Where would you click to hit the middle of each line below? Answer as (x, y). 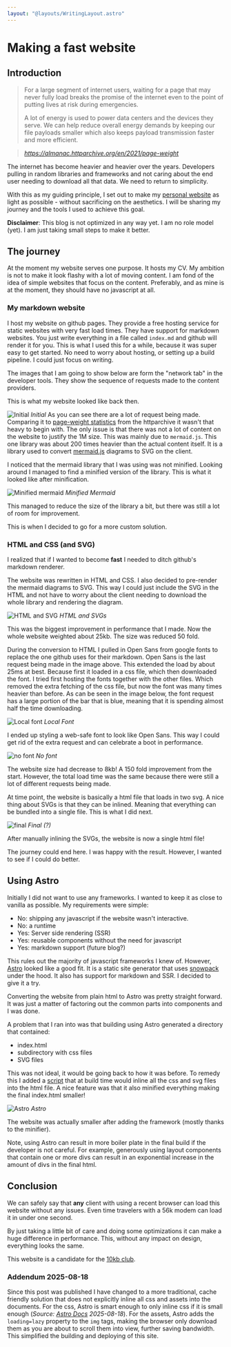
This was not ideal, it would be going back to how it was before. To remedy (114, 1073)
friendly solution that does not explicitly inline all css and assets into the (109, 1299)
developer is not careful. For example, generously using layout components (114, 1150)
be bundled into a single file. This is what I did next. (80, 812)
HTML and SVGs (83, 616)
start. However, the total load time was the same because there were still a (113, 776)
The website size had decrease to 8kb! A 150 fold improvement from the (110, 769)
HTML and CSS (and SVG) (51, 544)
